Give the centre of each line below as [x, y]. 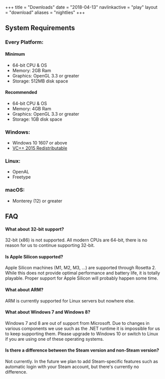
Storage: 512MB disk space [40, 81]
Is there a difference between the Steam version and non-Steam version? [82, 350]
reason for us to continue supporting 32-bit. [50, 245]
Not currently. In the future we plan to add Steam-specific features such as [82, 362]
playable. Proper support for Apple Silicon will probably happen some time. [82, 278]
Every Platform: [24, 42]
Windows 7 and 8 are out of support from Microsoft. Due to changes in [77, 323]
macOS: [15, 190]
